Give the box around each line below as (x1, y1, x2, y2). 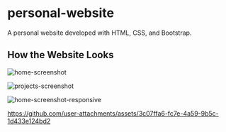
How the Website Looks (7, 49, 114, 61)
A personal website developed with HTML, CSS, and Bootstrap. (7, 28, 192, 37)
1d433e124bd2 (7, 116, 51, 125)
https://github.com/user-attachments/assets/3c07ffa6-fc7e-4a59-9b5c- (7, 109, 220, 118)
